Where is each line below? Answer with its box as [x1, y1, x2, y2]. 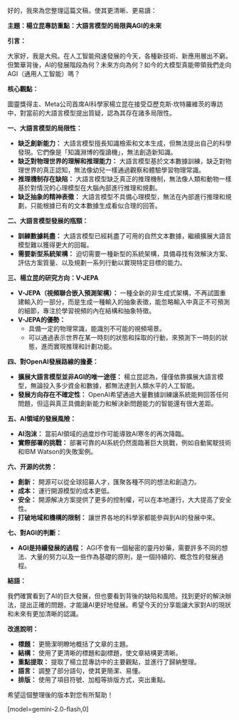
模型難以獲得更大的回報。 [17, 241, 93, 249]
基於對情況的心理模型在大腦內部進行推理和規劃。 [17, 184, 161, 192]
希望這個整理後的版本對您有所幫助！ [7, 691, 114, 699]
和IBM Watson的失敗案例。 [17, 448, 97, 456]
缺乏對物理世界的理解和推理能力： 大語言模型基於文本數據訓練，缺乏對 [17, 157, 225, 165]
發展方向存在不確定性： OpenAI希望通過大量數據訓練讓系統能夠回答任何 [17, 391, 229, 398]
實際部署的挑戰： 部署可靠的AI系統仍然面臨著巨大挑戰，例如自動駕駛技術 [17, 438, 232, 447]
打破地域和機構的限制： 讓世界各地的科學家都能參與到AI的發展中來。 [17, 513, 219, 522]
